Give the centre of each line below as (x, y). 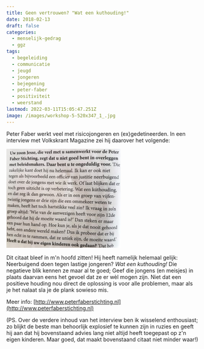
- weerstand (27, 103)
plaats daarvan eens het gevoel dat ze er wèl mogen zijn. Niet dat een (94, 277)
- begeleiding (30, 58)
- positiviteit (31, 97)
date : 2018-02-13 (28, 19)
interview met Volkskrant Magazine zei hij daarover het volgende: (88, 140)
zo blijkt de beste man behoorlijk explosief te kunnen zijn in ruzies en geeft (100, 326)
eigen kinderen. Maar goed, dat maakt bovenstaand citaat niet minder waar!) (102, 339)
